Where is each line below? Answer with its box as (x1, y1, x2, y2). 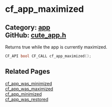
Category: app (5, 23, 51, 32)
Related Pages (5, 67, 50, 76)
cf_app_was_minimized (5, 80, 52, 86)
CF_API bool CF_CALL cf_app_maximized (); (5, 53, 92, 58)
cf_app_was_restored (5, 96, 48, 102)
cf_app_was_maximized (5, 86, 53, 92)
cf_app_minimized (5, 91, 42, 97)
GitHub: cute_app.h (5, 31, 67, 39)
